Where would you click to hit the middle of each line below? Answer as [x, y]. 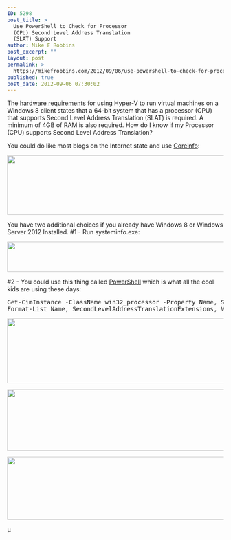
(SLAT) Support [35, 39]
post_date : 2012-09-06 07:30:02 [53, 84]
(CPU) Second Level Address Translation [72, 33]
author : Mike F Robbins [41, 45]
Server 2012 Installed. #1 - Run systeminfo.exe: [74, 232]
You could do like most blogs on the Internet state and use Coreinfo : [103, 146]
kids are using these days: [44, 289]
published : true [30, 77]
